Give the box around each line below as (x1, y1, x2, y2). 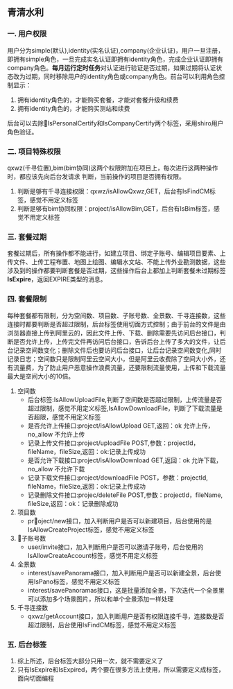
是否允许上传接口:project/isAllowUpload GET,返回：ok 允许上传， (27, 421, 214, 430)
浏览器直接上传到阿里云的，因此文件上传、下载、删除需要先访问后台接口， (7, 329, 220, 337)
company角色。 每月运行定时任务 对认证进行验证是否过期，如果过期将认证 (7, 63, 216, 71)
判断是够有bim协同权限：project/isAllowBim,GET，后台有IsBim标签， (17, 204, 214, 213)
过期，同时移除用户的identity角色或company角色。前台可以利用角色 (25, 72, 220, 80)
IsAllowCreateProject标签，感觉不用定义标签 (27, 525, 155, 534)
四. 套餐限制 (7, 294, 47, 304)
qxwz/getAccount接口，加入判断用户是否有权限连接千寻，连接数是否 (27, 612, 225, 620)
